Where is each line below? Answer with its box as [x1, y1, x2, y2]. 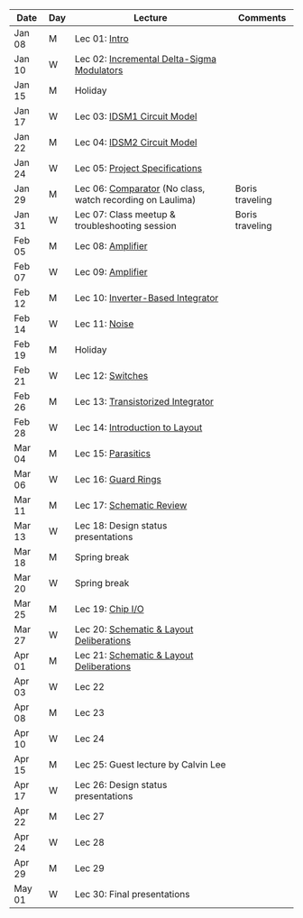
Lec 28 [74, 836, 106, 849]
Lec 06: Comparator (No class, [74, 182, 206, 195]
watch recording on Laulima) [74, 194, 197, 206]
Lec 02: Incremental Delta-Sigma [74, 53, 216, 65]
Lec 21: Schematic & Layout [74, 649, 194, 661]
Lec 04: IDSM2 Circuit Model [74, 136, 197, 148]
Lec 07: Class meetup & [74, 208, 176, 220]
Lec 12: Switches [74, 370, 149, 381]
